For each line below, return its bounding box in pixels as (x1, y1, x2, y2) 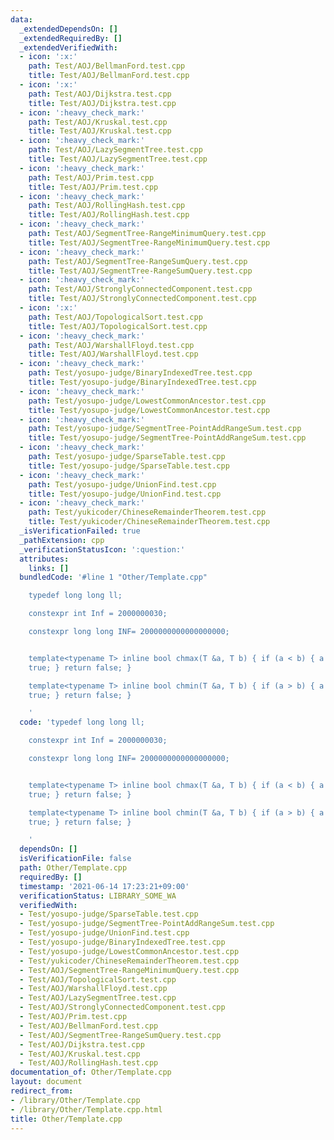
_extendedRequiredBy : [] (19, 33, 123, 43)
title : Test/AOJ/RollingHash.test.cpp (28, 210, 190, 220)
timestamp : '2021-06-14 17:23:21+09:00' (19, 881, 190, 891)
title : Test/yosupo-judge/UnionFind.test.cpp (28, 489, 222, 499)
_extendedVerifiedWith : (19, 42, 118, 53)
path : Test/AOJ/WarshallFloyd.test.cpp (28, 340, 195, 350)
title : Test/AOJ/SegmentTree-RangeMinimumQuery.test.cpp (28, 237, 271, 248)
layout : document (10, 1077, 83, 1087)
